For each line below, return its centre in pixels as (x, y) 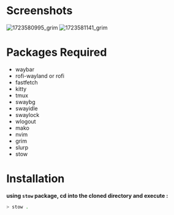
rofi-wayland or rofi (40, 76)
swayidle (26, 108)
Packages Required (57, 52)
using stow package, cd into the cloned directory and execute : (87, 195)
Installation (36, 179)
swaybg (25, 102)
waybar (25, 69)
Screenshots (40, 11)
